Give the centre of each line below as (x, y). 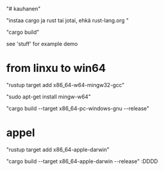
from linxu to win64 (56, 68)
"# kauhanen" (24, 9)
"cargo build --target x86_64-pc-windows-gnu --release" (78, 108)
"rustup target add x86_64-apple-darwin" (58, 149)
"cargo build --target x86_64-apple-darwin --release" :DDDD (82, 161)
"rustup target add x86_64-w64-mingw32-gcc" (65, 85)
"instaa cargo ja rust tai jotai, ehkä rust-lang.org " (68, 20)
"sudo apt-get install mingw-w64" (49, 97)
